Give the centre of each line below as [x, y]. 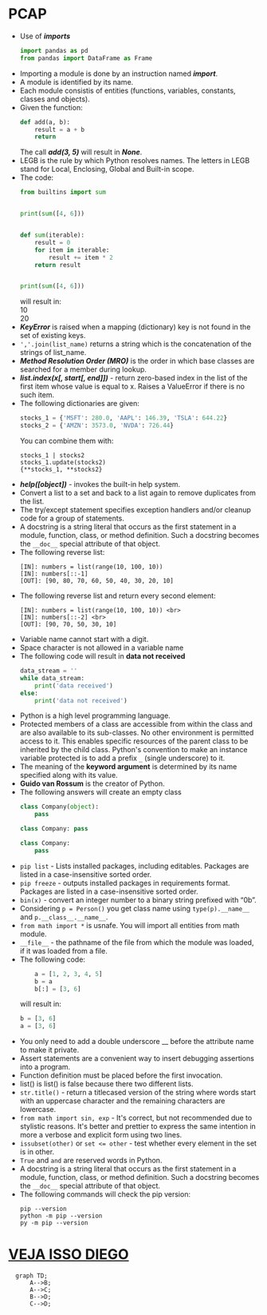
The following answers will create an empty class [100, 792]
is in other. [37, 1152]
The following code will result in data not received [102, 656]
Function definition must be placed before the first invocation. [121, 1075]
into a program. [45, 1067]
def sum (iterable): [52, 235]
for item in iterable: [72, 250]
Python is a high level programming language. [95, 715]
